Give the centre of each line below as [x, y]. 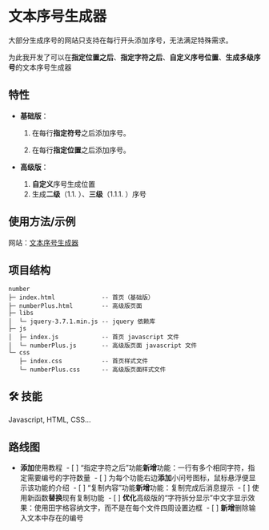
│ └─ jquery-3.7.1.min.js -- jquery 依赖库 [82, 322]
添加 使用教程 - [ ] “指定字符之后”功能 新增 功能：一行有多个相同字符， [134, 467]
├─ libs [21, 314]
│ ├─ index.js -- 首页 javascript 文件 [94, 338]
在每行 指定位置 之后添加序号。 [81, 150]
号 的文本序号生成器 [40, 67]
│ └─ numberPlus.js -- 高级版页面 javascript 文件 [103, 346]
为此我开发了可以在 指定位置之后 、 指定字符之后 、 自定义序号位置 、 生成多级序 [134, 57]
